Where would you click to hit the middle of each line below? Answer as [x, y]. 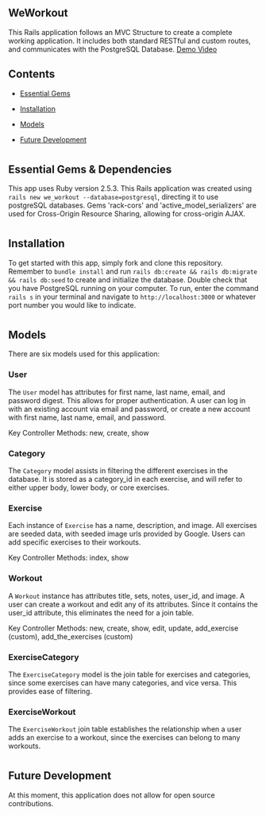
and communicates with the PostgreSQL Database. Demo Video [113, 49]
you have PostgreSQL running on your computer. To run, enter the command [133, 288]
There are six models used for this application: [84, 354]
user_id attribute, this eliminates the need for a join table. [101, 612]
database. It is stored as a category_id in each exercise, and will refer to [125, 479]
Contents [32, 74]
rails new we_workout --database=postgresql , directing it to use [114, 197]
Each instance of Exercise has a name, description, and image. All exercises [133, 526]
